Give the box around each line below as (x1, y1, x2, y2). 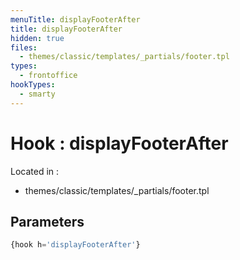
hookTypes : (10, 80, 56, 90)
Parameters (10, 213, 85, 230)
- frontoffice (19, 71, 78, 81)
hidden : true (10, 33, 65, 43)
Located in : (10, 165, 60, 177)
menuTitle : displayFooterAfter (10, 14, 141, 25)
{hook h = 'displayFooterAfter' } (10, 240, 141, 250)
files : (10, 42, 38, 53)
